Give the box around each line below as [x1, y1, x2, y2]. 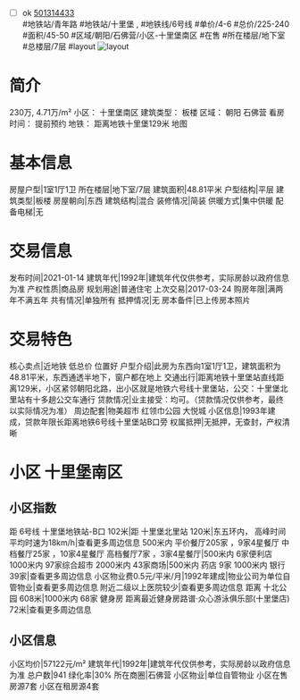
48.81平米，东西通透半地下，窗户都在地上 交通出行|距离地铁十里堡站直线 [9, 371, 277, 383]
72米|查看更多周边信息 [9, 603, 92, 615]
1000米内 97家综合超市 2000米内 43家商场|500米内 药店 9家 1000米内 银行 [9, 559, 286, 570]
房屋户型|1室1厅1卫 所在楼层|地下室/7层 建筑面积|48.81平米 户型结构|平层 [9, 183, 274, 195]
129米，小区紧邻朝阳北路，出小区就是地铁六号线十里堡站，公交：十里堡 [16, 383, 280, 393]
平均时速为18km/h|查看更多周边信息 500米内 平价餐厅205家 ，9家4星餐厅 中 [9, 536, 290, 548]
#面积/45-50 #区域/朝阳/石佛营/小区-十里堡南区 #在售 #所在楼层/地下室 [21, 30, 286, 41]
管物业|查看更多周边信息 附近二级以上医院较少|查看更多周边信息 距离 [9, 581, 262, 593]
